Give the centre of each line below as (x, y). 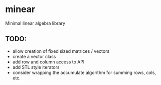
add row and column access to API (48, 62)
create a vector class (34, 56)
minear (20, 9)
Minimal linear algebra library (35, 23)
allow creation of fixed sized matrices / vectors (61, 51)
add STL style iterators (36, 67)
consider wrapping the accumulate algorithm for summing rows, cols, (84, 72)
